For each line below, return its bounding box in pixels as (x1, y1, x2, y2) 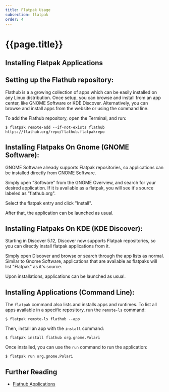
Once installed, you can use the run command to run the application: (5, 344, 148, 350)
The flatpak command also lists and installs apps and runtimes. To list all (5, 302, 157, 308)
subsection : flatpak (5, 12, 49, 17)
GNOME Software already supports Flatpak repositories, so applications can (5, 164, 164, 170)
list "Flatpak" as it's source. (5, 264, 62, 270)
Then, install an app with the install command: (5, 325, 104, 331)
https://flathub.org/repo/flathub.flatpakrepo (5, 129, 105, 134)
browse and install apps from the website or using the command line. (5, 105, 149, 111)
